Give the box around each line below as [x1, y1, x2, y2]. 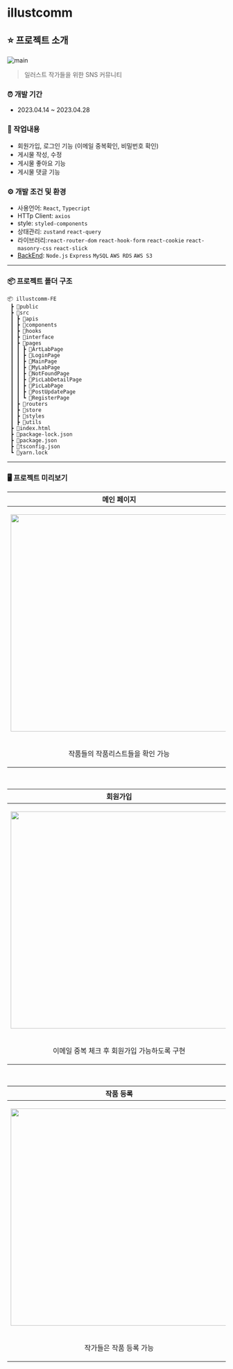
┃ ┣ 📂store [10, 407, 42, 414]
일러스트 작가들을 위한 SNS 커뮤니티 [24, 71, 123, 79]
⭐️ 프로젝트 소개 [7, 34, 69, 46]
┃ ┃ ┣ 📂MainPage [10, 358, 58, 366]
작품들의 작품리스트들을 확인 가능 [68, 749, 170, 759]
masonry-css [17, 245, 52, 252]
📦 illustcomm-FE [7, 295, 57, 303]
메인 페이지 [102, 495, 137, 505]
